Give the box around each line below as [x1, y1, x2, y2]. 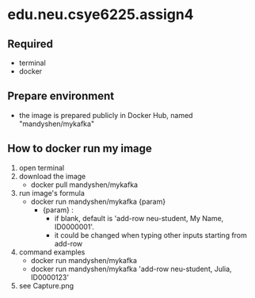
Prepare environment [7, 90, 115, 103]
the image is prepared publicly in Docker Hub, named [18, 110, 193, 120]
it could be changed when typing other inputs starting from [54, 230, 247, 239]
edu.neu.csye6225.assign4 [7, 6, 195, 24]
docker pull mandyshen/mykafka [30, 180, 139, 189]
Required [7, 37, 53, 51]
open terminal [18, 162, 65, 172]
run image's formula [18, 188, 85, 197]
